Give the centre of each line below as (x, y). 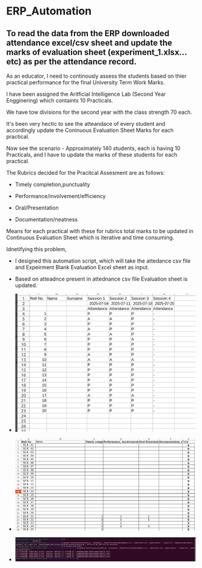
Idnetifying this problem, (36, 249)
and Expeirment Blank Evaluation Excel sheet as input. (82, 267)
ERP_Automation (49, 11)
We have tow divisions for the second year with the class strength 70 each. (99, 112)
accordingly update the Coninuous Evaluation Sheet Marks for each (90, 130)
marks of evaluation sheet (56, 52)
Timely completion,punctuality (52, 184)
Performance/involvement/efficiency (60, 196)
